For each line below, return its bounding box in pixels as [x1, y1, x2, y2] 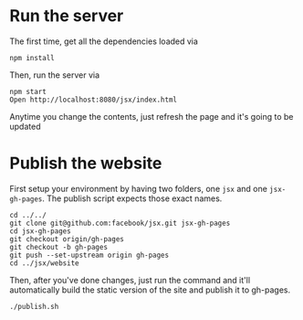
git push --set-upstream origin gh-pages [9, 251, 170, 260]
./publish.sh [9, 302, 59, 311]
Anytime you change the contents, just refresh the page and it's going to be [9, 111, 294, 122]
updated [9, 121, 41, 132]
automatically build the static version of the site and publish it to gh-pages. [9, 284, 291, 295]
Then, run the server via [9, 69, 100, 80]
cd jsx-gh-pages [9, 226, 71, 236]
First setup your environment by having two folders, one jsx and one [9, 183, 267, 194]
